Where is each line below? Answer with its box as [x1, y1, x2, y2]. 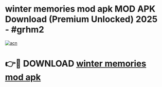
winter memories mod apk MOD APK [5, 3, 156, 15]
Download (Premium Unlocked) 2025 [5, 14, 158, 25]
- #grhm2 [5, 24, 45, 35]
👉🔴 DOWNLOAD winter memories [5, 58, 146, 69]
